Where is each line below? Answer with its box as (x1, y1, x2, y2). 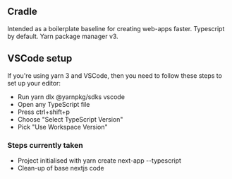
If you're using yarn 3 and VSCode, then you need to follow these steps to (7, 71, 222, 80)
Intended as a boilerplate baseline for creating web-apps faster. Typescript (7, 24, 225, 33)
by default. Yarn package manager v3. (7, 32, 118, 40)
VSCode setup (7, 52, 73, 64)
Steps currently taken (7, 140, 83, 150)
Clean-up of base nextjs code (17, 163, 104, 172)
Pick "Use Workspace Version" (17, 122, 108, 131)
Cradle (7, 6, 37, 18)
